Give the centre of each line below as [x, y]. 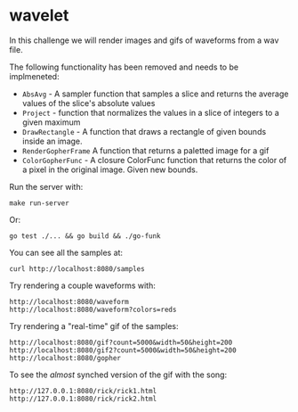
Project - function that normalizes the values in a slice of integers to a [151, 112]
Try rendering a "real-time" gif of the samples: [94, 325]
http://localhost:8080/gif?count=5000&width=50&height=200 [121, 342]
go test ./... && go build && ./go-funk [85, 236]
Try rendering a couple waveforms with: [82, 285]
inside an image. [52, 141]
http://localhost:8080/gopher [65, 358]
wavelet [39, 16]
